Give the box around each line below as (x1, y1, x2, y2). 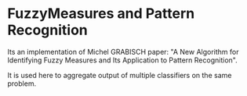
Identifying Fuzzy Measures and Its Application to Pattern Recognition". (7, 55, 238, 65)
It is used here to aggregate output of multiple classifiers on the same (7, 70, 232, 80)
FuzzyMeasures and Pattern (7, 5, 195, 23)
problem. (7, 79, 37, 88)
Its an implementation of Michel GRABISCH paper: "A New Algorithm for (7, 47, 240, 56)
